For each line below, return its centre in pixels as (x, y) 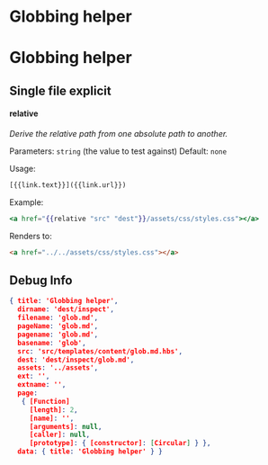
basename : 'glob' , (52, 343)
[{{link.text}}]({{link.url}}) (68, 185)
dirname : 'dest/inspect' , (66, 309)
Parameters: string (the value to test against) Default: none (118, 151)
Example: (27, 202)
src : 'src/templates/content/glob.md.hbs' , (100, 351)
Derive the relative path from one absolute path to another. (119, 133)
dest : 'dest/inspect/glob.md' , (76, 360)
